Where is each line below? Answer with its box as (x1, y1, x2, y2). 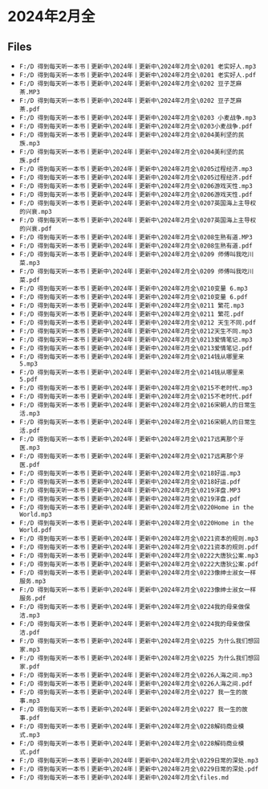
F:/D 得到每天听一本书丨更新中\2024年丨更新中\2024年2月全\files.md (18, 774, 229, 782)
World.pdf (18, 526, 53, 534)
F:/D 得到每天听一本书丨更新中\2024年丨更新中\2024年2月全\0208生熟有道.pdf (18, 242, 254, 250)
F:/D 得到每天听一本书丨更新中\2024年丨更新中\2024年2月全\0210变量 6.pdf (18, 293, 248, 301)
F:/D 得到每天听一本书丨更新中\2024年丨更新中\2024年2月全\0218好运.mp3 (18, 469, 242, 477)
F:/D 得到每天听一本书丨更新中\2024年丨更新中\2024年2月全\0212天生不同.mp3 (18, 327, 254, 335)
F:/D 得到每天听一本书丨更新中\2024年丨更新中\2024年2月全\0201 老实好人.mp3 (18, 63, 257, 71)
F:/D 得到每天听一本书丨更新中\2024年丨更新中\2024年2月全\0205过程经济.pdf (18, 174, 254, 182)
